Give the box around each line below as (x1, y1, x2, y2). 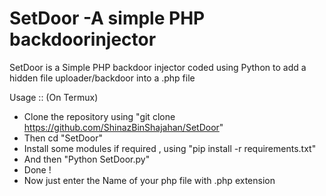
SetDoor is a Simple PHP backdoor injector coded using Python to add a (9, 61, 307, 73)
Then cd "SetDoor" (23, 132, 103, 144)
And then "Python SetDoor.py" (23, 153, 151, 165)
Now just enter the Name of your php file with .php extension (23, 174, 276, 186)
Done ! (23, 163, 52, 176)
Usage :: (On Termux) (9, 91, 99, 103)
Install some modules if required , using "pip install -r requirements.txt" (23, 142, 317, 154)
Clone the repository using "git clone (23, 110, 176, 122)
